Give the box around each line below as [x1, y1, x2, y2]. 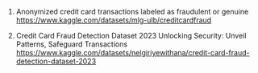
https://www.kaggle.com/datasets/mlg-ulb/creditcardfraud [15, 15, 212, 25]
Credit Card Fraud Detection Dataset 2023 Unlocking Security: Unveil [15, 31, 247, 40]
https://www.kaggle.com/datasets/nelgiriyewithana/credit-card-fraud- [15, 48, 250, 57]
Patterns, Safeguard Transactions [15, 39, 127, 49]
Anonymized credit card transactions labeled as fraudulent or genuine [15, 7, 249, 16]
